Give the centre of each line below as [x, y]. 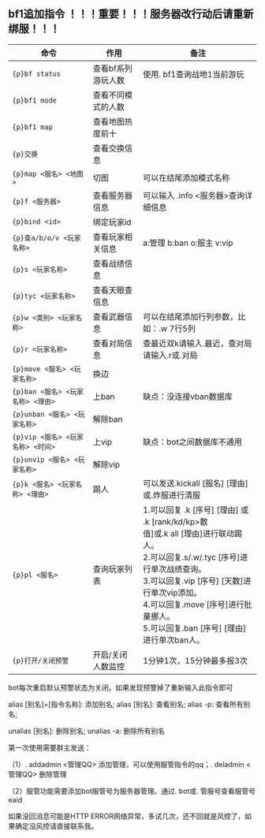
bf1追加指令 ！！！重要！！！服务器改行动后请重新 [131, 14]
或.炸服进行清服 [172, 495]
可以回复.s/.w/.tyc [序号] [195, 557]
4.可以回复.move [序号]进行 [194, 604]
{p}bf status [37, 74]
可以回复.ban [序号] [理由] [198, 628]
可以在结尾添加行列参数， [190, 316]
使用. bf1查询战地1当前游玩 [194, 74]
